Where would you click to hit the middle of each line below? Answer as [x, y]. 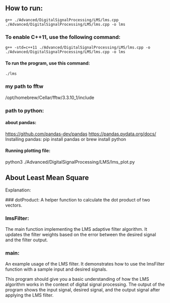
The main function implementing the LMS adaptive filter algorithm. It [76, 229]
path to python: [25, 111]
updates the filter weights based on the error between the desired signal [81, 235]
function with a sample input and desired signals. [56, 269]
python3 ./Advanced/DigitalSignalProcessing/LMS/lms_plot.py [70, 162]
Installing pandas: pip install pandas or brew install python [66, 139]
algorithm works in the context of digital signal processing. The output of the [85, 284]
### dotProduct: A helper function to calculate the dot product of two [78, 199]
